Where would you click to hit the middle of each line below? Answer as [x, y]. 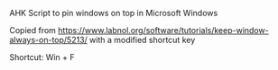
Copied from [33, 30]
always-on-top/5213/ [48, 40]
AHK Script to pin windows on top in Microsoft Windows [114, 13]
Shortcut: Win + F [42, 57]
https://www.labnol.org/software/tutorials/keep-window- [163, 30]
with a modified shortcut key [142, 40]
